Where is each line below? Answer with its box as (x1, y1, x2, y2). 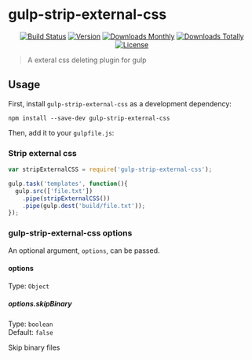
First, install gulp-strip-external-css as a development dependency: (8, 98, 232, 108)
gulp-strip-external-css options (8, 228, 133, 239)
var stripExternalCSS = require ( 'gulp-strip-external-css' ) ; (8, 165, 213, 174)
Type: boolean (8, 319, 53, 328)
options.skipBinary (8, 299, 72, 309)
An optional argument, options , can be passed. (8, 246, 160, 255)
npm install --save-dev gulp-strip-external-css (8, 114, 170, 122)
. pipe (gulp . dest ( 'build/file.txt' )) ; (22, 202, 146, 210)
